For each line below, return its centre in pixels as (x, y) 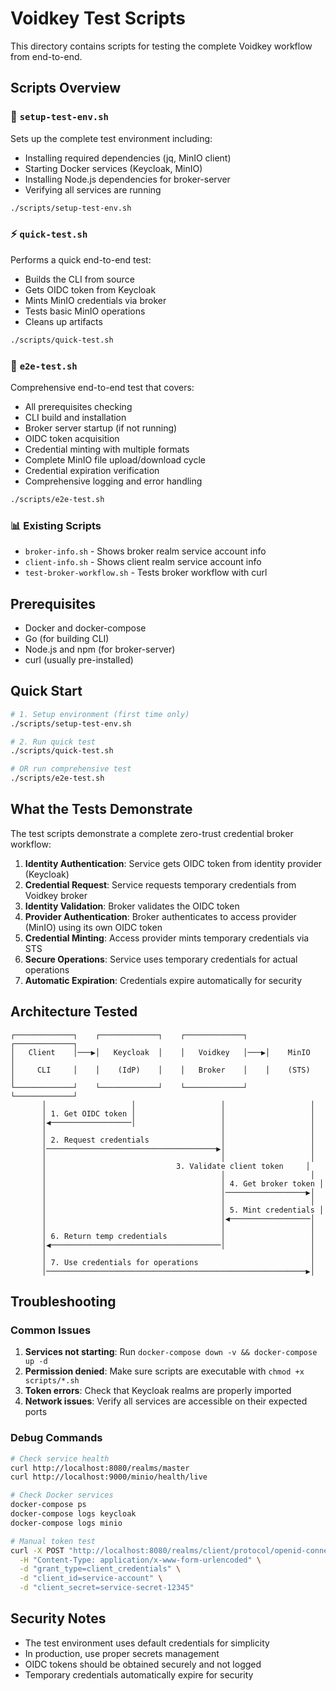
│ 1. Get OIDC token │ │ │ (178, 1113)
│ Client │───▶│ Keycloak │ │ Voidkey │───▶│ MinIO (160, 1052)
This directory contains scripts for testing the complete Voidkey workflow (161, 46)
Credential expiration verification (92, 470)
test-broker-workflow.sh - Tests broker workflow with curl (146, 573)
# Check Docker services (62, 1495)
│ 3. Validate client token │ (176, 1166)
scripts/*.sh (52, 1381)
